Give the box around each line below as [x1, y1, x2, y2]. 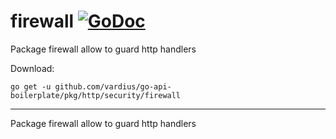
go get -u [10, 81, 52, 92]
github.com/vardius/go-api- [54, 81, 172, 92]
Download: [10, 62, 55, 74]
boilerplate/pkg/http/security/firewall [10, 90, 182, 100]
